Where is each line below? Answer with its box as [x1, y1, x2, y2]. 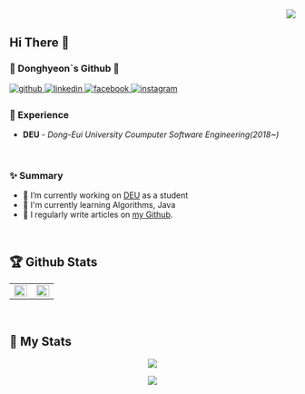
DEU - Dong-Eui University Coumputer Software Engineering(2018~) [22, 129, 280, 140]
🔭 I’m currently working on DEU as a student [22, 190, 189, 201]
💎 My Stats [9, 334, 73, 350]
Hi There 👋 [9, 35, 70, 51]
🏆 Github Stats [9, 254, 98, 270]
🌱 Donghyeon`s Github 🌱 [9, 63, 120, 75]
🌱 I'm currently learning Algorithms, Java [22, 200, 176, 211]
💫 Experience [9, 108, 70, 121]
